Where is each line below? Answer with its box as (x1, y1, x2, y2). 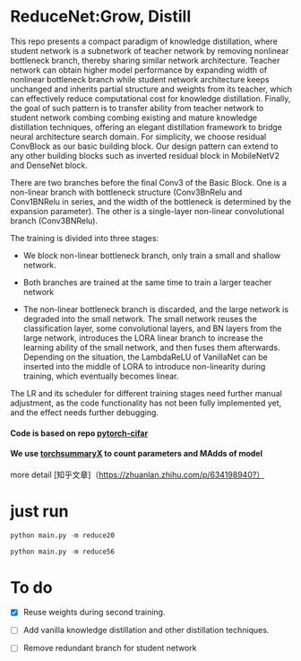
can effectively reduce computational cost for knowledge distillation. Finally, (10, 92, 291, 104)
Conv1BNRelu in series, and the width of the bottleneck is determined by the (10, 196, 292, 207)
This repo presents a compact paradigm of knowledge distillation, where (10, 36, 279, 47)
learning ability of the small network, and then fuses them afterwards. (22, 342, 280, 352)
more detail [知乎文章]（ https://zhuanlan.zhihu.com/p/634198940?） (10, 469, 265, 480)
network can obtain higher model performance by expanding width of (10, 65, 268, 75)
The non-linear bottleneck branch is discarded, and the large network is (22, 303, 289, 315)
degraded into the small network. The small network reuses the (22, 313, 258, 324)
